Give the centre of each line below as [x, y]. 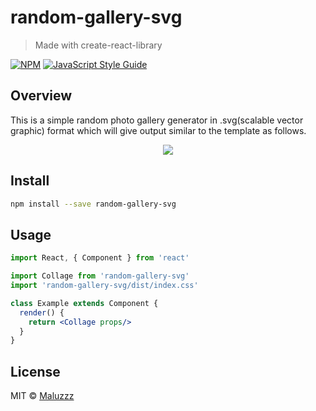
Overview [41, 96]
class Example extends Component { [84, 303]
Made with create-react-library [98, 45]
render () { [42, 312]
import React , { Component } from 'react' [100, 258]
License [35, 371]
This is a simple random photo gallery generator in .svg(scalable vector [157, 120]
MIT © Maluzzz [42, 396]
